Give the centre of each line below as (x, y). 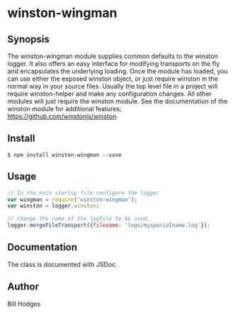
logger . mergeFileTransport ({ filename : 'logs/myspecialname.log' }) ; (109, 225)
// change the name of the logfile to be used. (79, 219)
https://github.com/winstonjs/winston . (63, 116)
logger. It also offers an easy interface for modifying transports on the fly (114, 64)
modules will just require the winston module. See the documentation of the (117, 101)
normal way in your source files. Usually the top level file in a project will (113, 86)
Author (23, 287)
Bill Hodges (24, 304)
